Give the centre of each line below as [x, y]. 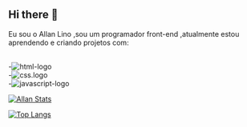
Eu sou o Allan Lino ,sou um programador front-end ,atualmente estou [124, 34]
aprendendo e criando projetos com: [69, 42]
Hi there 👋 [33, 15]
